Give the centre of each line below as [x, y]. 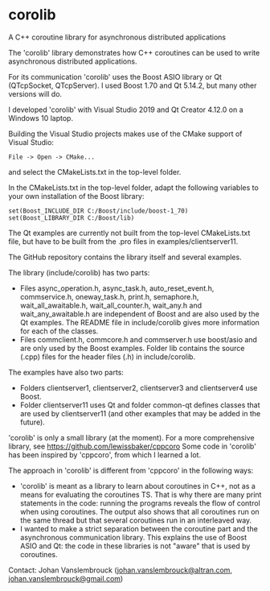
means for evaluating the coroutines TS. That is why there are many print [141, 494]
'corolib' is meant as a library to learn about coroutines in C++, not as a [137, 486]
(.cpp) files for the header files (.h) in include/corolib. [107, 357]
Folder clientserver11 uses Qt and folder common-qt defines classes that [140, 405]
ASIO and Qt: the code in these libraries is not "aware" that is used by [135, 546]
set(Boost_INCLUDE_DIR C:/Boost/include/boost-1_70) [98, 211]
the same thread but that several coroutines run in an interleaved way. [136, 520]
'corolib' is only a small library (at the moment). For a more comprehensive [131, 437]
